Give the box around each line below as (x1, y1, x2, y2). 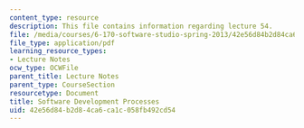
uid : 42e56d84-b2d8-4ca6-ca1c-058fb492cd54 (9, 105, 176, 114)
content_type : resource (9, 13, 100, 23)
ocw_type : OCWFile (9, 64, 79, 73)
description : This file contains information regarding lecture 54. (9, 22, 273, 31)
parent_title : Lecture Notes (9, 72, 119, 81)
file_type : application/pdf (9, 38, 116, 48)
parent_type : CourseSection (9, 80, 116, 89)
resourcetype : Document (9, 88, 100, 97)
